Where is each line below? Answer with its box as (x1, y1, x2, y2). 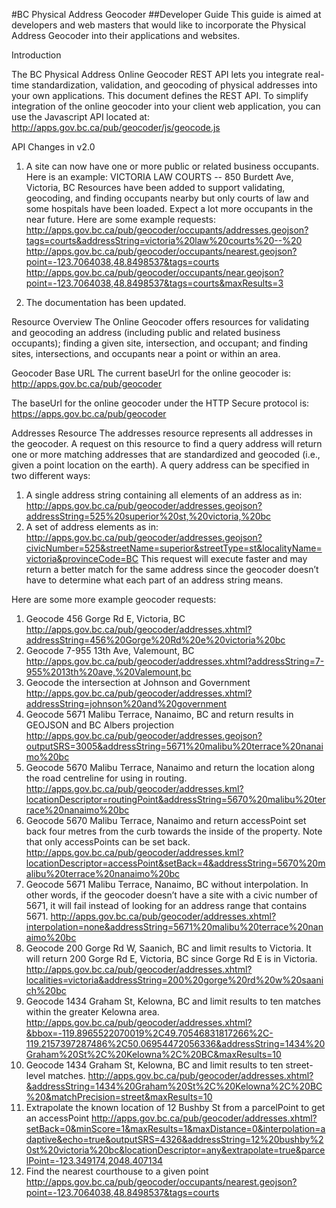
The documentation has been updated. (25, 297, 187, 308)
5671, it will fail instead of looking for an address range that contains (25, 900, 308, 911)
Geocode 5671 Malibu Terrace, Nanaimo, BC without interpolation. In (25, 879, 309, 890)
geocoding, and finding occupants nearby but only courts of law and (25, 192, 309, 204)
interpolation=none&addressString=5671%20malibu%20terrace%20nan (25, 921, 324, 933)
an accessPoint (25, 1112, 90, 1124)
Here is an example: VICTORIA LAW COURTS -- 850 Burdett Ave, (25, 171, 294, 183)
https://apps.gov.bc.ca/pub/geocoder (11, 408, 167, 419)
